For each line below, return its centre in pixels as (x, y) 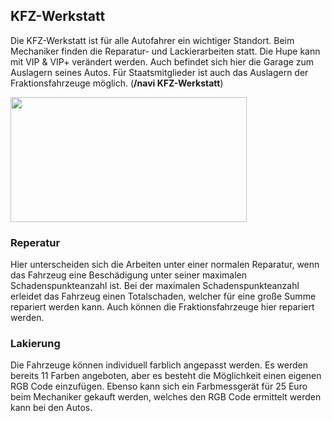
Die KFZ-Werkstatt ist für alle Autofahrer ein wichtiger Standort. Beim (152, 40)
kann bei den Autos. (51, 408)
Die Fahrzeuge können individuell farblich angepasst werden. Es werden (159, 365)
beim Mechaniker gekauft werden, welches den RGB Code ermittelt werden (166, 397)
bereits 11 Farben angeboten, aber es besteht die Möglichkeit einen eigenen (166, 376)
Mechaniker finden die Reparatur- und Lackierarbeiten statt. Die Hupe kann (165, 51)
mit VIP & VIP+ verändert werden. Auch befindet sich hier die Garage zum (162, 61)
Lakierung (35, 344)
